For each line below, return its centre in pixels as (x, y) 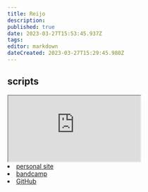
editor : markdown (33, 46)
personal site (35, 166)
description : (26, 20)
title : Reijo (26, 14)
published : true (31, 27)
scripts (23, 82)
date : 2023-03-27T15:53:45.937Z (55, 33)
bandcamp (32, 174)
